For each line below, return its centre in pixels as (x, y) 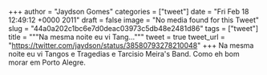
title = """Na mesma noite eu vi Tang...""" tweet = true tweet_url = (117, 37)
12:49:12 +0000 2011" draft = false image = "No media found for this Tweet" (133, 20)
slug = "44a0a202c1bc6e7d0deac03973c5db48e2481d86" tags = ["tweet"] (133, 28)
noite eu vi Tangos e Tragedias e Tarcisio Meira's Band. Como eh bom (124, 54)
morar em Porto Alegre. (47, 62)
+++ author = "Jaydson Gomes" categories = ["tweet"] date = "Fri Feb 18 (129, 12)
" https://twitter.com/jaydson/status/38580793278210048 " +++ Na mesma (131, 45)
